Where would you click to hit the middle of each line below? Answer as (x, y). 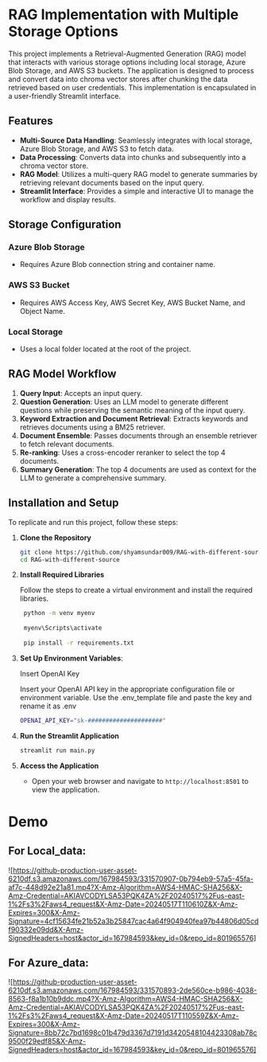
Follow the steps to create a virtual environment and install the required (136, 590)
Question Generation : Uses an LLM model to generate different (124, 402)
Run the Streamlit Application (69, 735)
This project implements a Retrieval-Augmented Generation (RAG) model (127, 53)
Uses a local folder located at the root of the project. (105, 349)
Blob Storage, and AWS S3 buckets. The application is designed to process (131, 70)
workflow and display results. (68, 199)
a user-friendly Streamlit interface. (65, 96)
